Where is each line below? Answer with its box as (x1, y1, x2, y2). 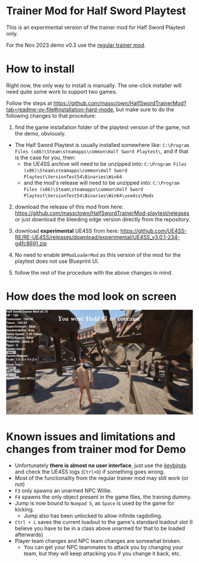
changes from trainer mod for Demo (6, 442, 187, 456)
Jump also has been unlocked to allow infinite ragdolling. (23, 512, 163, 519)
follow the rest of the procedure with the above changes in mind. (14, 269, 173, 276)
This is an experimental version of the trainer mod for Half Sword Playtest (6, 24, 185, 31)
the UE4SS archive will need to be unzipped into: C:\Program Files (23, 160, 187, 167)
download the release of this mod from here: (14, 203, 124, 210)
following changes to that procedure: (6, 112, 97, 119)
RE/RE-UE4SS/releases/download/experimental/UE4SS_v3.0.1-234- (14, 233, 180, 240)
